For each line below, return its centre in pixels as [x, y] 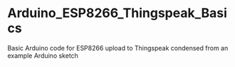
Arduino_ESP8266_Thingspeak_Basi [117, 13]
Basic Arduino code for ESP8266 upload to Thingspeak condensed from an [118, 48]
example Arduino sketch [43, 56]
